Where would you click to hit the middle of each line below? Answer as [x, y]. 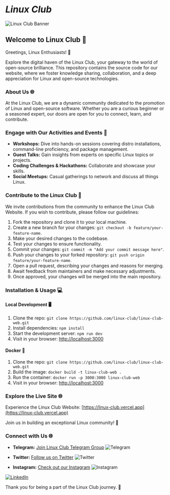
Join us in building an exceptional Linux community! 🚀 [62, 423]
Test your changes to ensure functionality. [57, 244]
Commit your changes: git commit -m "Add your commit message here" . [88, 249]
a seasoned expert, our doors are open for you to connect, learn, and [78, 114]
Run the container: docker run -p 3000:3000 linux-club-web [76, 377]
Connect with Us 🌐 [29, 436]
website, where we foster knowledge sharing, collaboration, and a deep [81, 73]
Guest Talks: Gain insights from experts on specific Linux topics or [83, 155]
